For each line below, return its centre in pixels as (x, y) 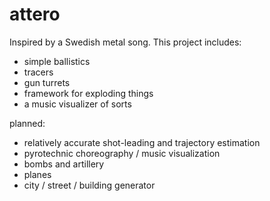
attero (35, 14)
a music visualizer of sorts (77, 104)
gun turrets (47, 82)
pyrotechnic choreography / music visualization (122, 153)
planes (37, 174)
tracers (38, 72)
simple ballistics (57, 61)
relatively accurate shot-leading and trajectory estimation (142, 142)
